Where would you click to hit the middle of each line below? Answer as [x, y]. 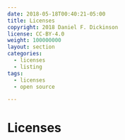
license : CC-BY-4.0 [36, 34]
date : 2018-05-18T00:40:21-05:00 [56, 14]
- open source [34, 87]
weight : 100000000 [34, 41]
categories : [25, 54]
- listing [28, 67]
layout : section [31, 47]
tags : [15, 73]
